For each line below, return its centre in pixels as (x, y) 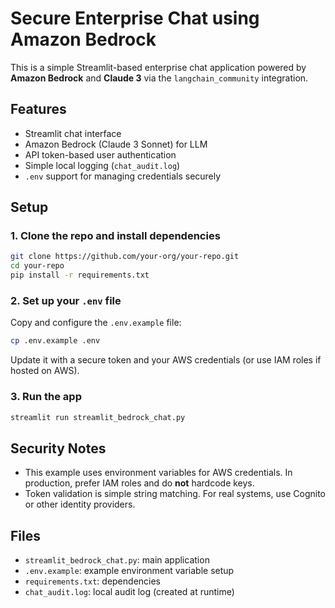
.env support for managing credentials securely (123, 176)
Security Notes (58, 448)
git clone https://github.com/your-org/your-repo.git (125, 257)
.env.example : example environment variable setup (129, 571)
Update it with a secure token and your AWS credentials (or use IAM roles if (166, 360)
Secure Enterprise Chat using (135, 18)
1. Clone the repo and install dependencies (115, 236)
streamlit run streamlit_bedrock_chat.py (98, 417)
